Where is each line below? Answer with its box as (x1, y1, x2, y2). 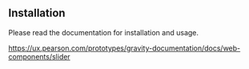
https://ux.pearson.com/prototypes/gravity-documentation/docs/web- (8, 43, 241, 53)
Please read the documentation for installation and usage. (8, 27, 199, 37)
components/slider (8, 51, 70, 61)
